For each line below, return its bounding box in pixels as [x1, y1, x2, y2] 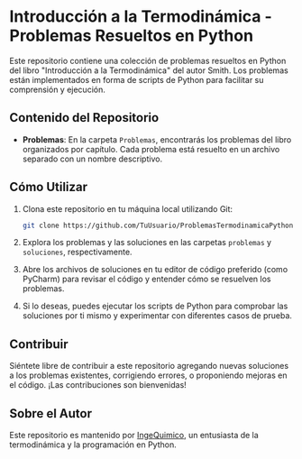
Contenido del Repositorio [9, 110, 160, 125]
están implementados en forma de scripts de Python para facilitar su [9, 74, 264, 85]
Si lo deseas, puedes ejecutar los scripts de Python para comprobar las [22, 300, 288, 312]
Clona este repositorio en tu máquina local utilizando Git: [22, 203, 233, 214]
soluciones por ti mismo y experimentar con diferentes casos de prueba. [22, 310, 293, 321]
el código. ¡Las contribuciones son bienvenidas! [9, 380, 187, 390]
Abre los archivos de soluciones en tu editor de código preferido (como [22, 264, 288, 275]
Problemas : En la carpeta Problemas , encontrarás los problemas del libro [22, 133, 292, 145]
